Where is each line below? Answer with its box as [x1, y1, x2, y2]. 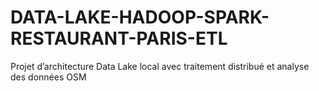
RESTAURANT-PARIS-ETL [10, 27, 228, 50]
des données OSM [10, 71, 87, 83]
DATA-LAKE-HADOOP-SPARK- [10, 6, 270, 29]
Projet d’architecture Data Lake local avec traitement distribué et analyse [10, 60, 310, 72]
